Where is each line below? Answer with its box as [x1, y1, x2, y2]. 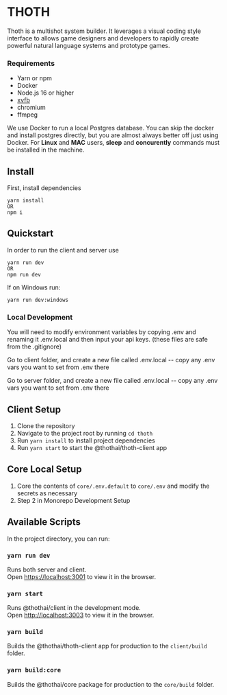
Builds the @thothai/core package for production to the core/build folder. [7, 680, 215, 688]
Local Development [7, 312, 73, 322]
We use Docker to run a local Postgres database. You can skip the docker [7, 124, 214, 132]
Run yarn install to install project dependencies [16, 436, 155, 445]
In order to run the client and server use [7, 246, 120, 254]
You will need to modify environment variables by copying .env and [7, 328, 196, 336]
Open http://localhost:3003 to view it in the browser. [7, 611, 155, 620]
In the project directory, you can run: [7, 534, 110, 543]
